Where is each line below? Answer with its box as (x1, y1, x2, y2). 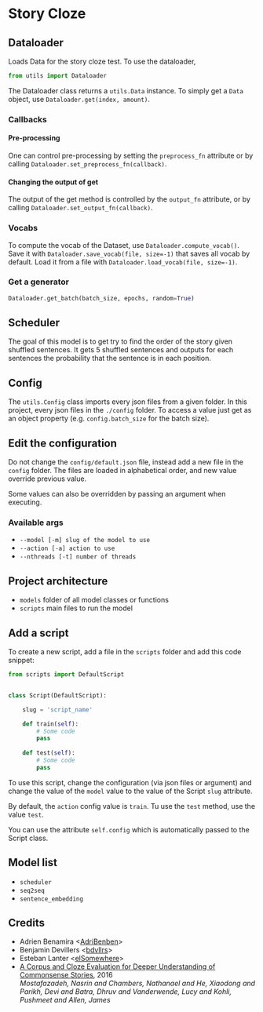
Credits (8, 916, 46, 930)
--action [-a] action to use (19, 544, 115, 553)
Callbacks (8, 114, 47, 125)
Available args (8, 517, 64, 528)
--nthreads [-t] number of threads (19, 553, 137, 561)
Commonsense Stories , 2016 (19, 970, 113, 980)
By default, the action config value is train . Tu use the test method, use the (8, 801, 256, 810)
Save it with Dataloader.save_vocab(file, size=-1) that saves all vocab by (8, 249, 250, 258)
